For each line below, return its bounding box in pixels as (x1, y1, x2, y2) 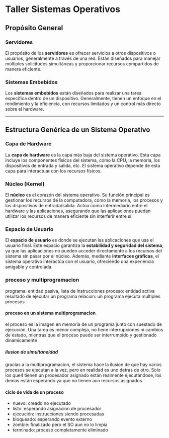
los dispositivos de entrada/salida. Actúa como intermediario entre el (5, 203, 148, 209)
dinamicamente (5, 337, 38, 343)
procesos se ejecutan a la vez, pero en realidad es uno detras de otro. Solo (5, 367, 161, 373)
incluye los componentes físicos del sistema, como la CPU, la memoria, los (5, 157, 160, 163)
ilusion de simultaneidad (5, 348, 58, 355)
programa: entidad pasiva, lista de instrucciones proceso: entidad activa (5, 288, 155, 294)
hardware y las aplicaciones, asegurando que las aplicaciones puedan (5, 208, 151, 214)
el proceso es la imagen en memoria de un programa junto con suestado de (5, 321, 162, 327)
